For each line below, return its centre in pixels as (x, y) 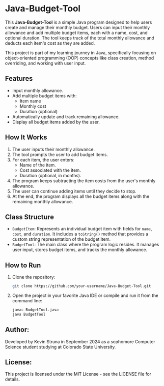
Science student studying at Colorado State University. (61, 347)
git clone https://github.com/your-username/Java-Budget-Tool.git (82, 286)
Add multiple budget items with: (44, 96)
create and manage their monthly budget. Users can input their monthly (78, 27)
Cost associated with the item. (50, 170)
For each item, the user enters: (43, 160)
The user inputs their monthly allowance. (53, 149)
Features (19, 79)
